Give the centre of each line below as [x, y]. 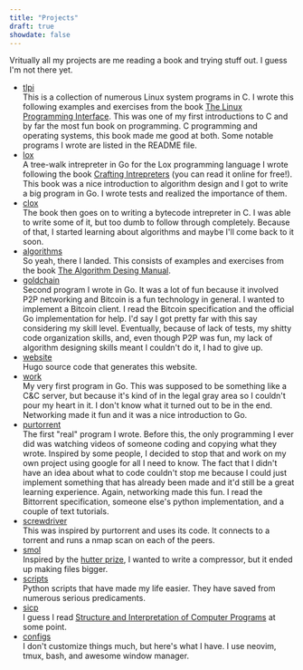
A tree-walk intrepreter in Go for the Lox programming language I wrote [155, 165]
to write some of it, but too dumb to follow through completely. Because [156, 222]
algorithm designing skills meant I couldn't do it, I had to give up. [143, 348]
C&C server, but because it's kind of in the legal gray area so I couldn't [154, 396]
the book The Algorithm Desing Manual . [97, 271]
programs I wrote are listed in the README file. [109, 145]
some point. [45, 627]
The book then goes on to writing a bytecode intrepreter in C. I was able [156, 213]
